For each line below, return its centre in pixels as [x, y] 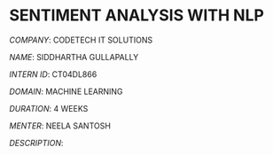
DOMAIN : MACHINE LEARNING [66, 91]
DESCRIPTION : [36, 143]
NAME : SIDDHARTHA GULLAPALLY [74, 57]
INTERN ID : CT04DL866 [53, 74]
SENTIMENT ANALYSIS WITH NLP [136, 15]
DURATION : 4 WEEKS [49, 108]
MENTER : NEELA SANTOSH [60, 126]
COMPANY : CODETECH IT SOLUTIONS [81, 40]
